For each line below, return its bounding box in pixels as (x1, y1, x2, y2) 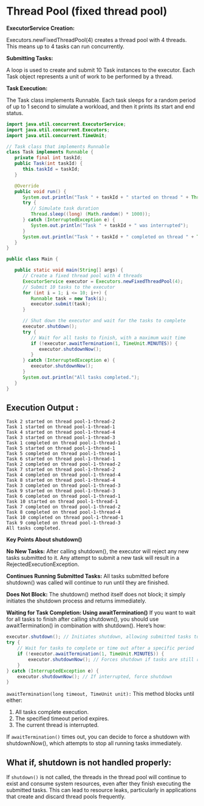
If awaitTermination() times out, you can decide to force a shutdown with (6, 733, 190, 741)
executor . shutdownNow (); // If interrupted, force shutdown (17, 673, 172, 680)
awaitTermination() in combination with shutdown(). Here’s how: (6, 622, 166, 629)
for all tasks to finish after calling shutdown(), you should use (6, 615, 159, 623)
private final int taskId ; (14, 155, 83, 161)
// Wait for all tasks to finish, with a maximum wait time (30, 334, 186, 341)
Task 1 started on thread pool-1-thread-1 (6, 424, 115, 430)
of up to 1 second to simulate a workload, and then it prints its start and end (6, 102, 195, 110)
